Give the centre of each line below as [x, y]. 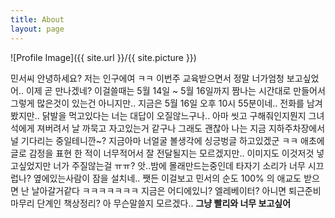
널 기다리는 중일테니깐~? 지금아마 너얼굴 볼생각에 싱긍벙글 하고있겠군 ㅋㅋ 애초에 [167, 140]
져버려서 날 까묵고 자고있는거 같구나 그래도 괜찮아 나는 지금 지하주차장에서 [181, 128]
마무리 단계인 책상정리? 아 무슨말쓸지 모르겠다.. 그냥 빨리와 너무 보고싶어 [151, 203]
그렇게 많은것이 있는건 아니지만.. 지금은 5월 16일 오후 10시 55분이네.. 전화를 [157, 103]
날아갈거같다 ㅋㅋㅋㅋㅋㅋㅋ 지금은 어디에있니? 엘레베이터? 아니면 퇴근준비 [176, 190]
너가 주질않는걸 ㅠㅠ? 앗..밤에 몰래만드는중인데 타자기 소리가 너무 [179, 165]
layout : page [37, 29]
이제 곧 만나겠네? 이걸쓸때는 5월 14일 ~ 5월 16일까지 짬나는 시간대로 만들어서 [175, 90]
